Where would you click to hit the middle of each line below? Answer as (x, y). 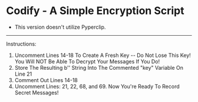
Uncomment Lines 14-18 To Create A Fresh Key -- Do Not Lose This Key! (103, 55)
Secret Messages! (37, 93)
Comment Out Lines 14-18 (46, 80)
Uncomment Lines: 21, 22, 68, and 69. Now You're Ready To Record (97, 86)
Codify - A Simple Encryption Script (95, 11)
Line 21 (23, 74)
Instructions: (21, 44)
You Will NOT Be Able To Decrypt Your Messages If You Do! (87, 61)
